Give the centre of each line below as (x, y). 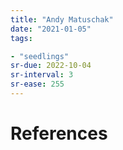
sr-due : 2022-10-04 (51, 66)
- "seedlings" (40, 56)
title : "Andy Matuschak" (62, 19)
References (59, 133)
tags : (21, 38)
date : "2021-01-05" (51, 29)
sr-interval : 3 (42, 75)
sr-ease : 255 (37, 84)
